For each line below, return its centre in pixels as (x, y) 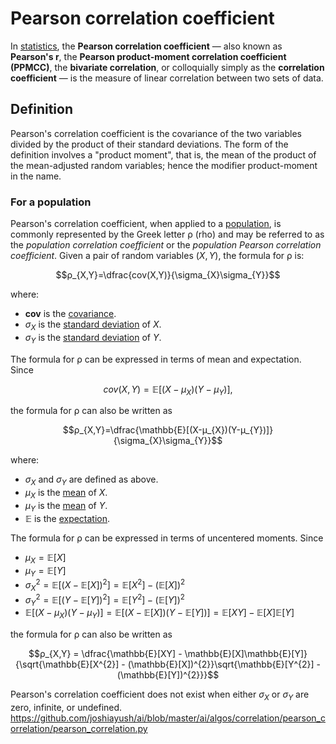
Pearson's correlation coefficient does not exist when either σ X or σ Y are (160, 695)
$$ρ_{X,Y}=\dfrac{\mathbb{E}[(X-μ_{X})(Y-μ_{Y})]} (168, 430)
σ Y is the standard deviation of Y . (93, 338)
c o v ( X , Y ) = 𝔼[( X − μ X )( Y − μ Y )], (168, 390)
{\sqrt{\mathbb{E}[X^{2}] (67, 664)
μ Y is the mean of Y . (66, 507)
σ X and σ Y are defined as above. (91, 480)
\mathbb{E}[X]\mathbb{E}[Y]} (246, 654)
